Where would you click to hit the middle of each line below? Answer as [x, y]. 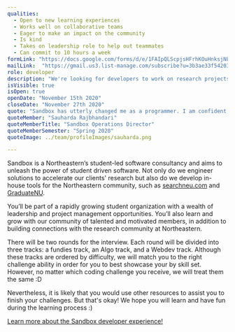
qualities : [23, 14]
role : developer [31, 72]
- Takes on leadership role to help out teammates [89, 46]
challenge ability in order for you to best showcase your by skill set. [104, 265]
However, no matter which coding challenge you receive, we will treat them [115, 272]
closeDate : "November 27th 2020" [56, 105]
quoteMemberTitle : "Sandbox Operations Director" [81, 124]
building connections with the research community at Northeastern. [105, 229]
